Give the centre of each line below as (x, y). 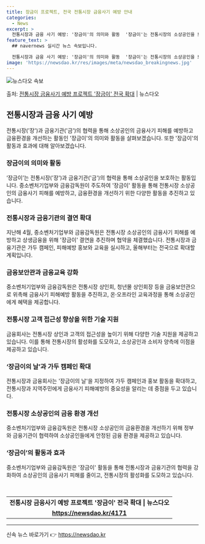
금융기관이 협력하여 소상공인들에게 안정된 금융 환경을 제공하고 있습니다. (97, 435)
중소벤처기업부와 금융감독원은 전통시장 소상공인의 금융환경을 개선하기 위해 (95, 428)
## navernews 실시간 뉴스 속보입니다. (55, 46)
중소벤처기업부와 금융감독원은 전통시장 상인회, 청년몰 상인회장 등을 (85, 287)
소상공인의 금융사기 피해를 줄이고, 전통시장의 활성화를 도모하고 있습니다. (108, 475)
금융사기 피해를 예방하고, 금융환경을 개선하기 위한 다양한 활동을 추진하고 (103, 193)
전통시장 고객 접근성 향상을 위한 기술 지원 (63, 320)
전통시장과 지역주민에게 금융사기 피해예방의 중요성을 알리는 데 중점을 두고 (94, 388)
